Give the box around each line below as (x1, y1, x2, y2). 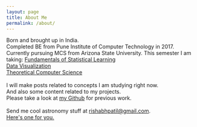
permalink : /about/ (6, 20, 56, 26)
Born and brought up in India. (6, 37, 79, 44)
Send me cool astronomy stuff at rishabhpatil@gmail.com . (6, 107, 151, 115)
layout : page (6, 8, 39, 15)
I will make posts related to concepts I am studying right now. (6, 82, 159, 89)
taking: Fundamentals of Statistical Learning (6, 56, 116, 63)
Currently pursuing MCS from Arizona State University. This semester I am (6, 50, 192, 57)
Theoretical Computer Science (6, 69, 83, 76)
